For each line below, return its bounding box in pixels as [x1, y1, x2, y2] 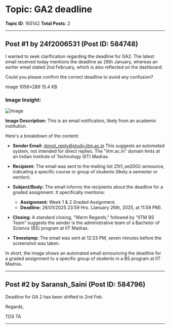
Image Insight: [5, 96, 41, 103]
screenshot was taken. [12, 240, 60, 246]
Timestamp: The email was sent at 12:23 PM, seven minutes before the [12, 235, 162, 241]
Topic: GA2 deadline [5, 4, 93, 15]
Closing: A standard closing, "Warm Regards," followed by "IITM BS [12, 214, 154, 221]
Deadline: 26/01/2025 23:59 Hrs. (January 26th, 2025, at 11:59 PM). [20, 204, 162, 211]
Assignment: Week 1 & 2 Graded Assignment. [20, 199, 116, 205]
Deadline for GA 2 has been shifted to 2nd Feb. [5, 294, 103, 300]
